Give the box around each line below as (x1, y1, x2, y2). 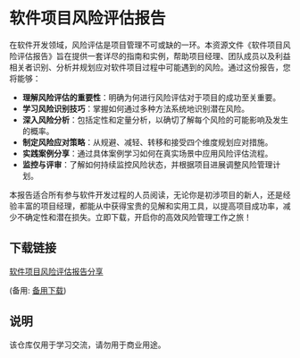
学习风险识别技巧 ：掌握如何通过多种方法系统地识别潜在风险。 (21, 103, 250, 114)
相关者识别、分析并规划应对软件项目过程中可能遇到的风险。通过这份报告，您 (9, 62, 291, 72)
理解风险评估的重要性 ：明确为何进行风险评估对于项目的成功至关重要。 (21, 91, 281, 103)
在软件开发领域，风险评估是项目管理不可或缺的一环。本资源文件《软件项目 (9, 39, 283, 50)
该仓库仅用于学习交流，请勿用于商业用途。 (9, 339, 166, 350)
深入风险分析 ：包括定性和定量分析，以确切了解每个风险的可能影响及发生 (21, 114, 288, 125)
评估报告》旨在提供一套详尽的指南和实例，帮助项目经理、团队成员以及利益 (16, 50, 291, 61)
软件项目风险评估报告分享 (9, 266, 104, 277)
